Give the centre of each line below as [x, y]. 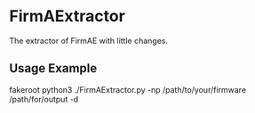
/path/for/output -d [44, 99]
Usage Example [53, 68]
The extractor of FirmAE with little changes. [89, 41]
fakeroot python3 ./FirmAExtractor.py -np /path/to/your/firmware [128, 89]
